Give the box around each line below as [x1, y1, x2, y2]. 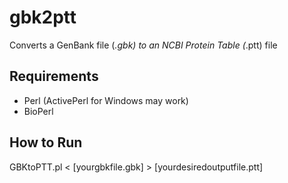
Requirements [9, 68, 99, 85]
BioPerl [23, 105, 54, 117]
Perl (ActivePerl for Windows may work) [23, 94, 189, 106]
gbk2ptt [9, 6, 77, 29]
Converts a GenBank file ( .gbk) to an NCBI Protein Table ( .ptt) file [9, 39, 278, 51]
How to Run [9, 134, 83, 151]
